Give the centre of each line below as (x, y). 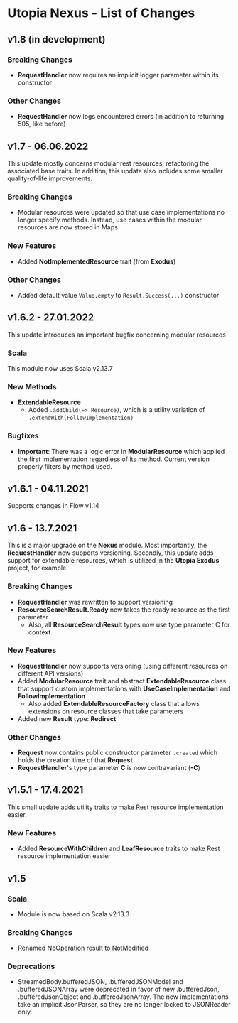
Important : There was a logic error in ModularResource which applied (121, 451)
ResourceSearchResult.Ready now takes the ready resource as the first (124, 610)
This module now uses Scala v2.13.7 (60, 368)
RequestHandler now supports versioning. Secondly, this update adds (110, 553)
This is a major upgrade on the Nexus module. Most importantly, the (107, 546)
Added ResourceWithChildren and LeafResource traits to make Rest (119, 849)
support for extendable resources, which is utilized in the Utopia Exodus (113, 561)
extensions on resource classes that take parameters (106, 711)
